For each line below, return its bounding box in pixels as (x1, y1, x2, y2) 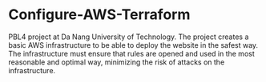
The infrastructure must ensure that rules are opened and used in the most (8, 49, 255, 58)
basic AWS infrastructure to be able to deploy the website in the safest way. (8, 40, 259, 49)
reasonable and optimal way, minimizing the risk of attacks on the (8, 57, 225, 67)
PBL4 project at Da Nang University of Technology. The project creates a (8, 32, 249, 41)
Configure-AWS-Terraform (8, 6, 191, 24)
